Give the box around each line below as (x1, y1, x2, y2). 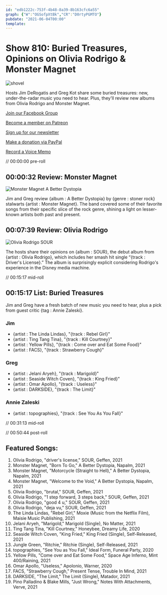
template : (5, 21, 26, 26)
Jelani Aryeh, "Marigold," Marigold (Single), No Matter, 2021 (12, 521, 136, 527)
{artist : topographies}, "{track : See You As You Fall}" (12, 410, 123, 416)
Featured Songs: (5, 444, 58, 452)
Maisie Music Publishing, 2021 (12, 515, 75, 521)
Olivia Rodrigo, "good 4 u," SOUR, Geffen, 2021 (12, 499, 110, 505)
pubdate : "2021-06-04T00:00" (5, 16, 66, 21)
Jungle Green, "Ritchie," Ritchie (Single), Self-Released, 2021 (12, 542, 138, 548)
